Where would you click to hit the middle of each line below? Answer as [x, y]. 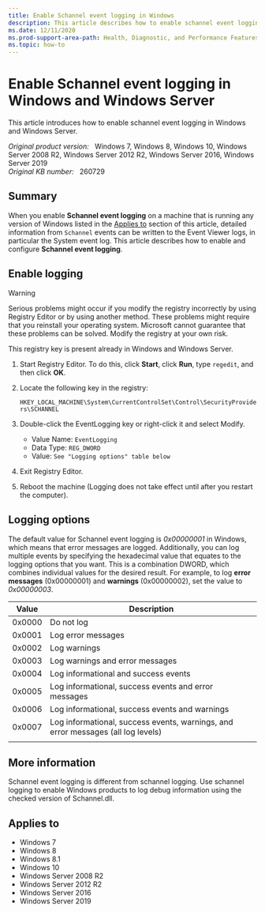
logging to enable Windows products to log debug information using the [125, 790]
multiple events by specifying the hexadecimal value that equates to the [125, 556]
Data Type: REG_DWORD [66, 447]
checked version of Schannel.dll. [62, 798]
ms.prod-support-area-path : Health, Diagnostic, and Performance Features [134, 38]
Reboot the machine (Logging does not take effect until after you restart [136, 486]
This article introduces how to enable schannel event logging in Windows [127, 122]
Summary [33, 196]
